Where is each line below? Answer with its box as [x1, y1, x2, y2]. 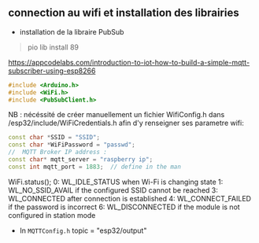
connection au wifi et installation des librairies [8, 6, 239, 20]
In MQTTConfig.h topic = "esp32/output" [19, 226, 147, 235]
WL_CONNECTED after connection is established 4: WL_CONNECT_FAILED [8, 193, 252, 203]
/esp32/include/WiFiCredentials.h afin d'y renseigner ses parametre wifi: [8, 118, 244, 128]
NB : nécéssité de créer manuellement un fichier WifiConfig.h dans [8, 110, 225, 120]
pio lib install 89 [27, 42, 80, 52]
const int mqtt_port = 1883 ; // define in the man [8, 163, 181, 171]
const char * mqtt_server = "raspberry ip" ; [8, 156, 154, 164]
